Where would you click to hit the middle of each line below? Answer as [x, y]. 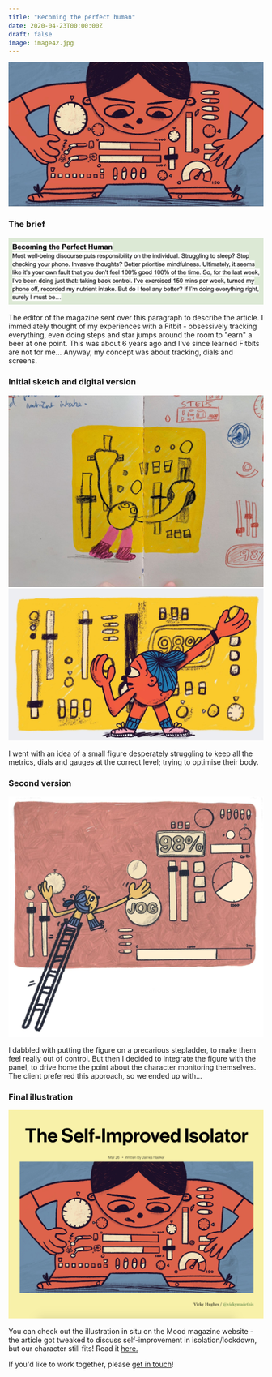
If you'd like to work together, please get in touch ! [91, 1364]
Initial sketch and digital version [72, 382]
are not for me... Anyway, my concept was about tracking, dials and [121, 352]
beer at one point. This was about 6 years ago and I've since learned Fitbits [134, 344]
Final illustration [41, 1096]
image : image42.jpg [41, 43]
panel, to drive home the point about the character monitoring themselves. [132, 1067]
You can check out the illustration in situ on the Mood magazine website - [131, 1331]
